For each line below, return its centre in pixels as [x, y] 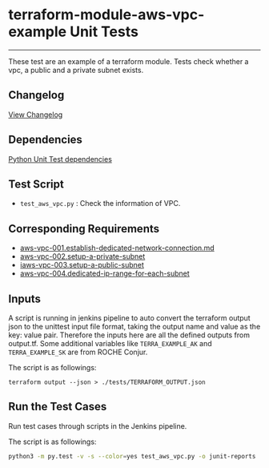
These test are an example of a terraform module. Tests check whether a [128, 61]
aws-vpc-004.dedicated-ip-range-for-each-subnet [104, 273]
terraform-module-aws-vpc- [106, 15]
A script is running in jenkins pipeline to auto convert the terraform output [129, 318]
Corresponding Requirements [84, 229]
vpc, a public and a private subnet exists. [76, 70]
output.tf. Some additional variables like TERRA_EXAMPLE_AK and [110, 343]
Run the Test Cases [58, 407]
